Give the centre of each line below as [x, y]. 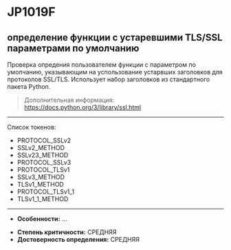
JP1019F [32, 12]
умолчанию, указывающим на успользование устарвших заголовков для [115, 72]
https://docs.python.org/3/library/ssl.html [82, 107]
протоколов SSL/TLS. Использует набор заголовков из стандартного [109, 79]
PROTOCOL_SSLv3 [44, 162]
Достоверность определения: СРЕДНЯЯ [78, 239]
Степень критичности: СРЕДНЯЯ [67, 232]
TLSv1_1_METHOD [43, 199]
